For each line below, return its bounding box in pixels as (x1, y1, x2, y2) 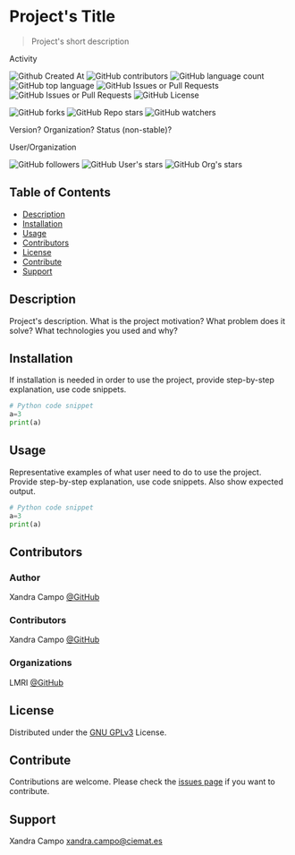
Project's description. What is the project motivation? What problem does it (9, 315, 286, 326)
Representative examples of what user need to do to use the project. (9, 466, 262, 477)
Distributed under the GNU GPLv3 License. (9, 727, 167, 738)
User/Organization (9, 141, 77, 152)
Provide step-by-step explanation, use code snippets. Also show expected (9, 476, 284, 487)
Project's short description (30, 36, 130, 47)
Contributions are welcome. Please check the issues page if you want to (9, 776, 275, 787)
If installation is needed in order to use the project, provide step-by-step (9, 374, 275, 386)
